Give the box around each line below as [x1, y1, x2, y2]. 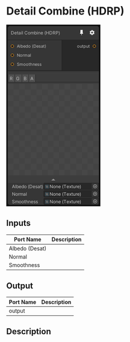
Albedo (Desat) [8, 245, 47, 252]
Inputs [6, 218, 31, 228]
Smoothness [8, 262, 40, 268]
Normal [8, 253, 27, 260]
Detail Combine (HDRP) [6, 4, 125, 18]
